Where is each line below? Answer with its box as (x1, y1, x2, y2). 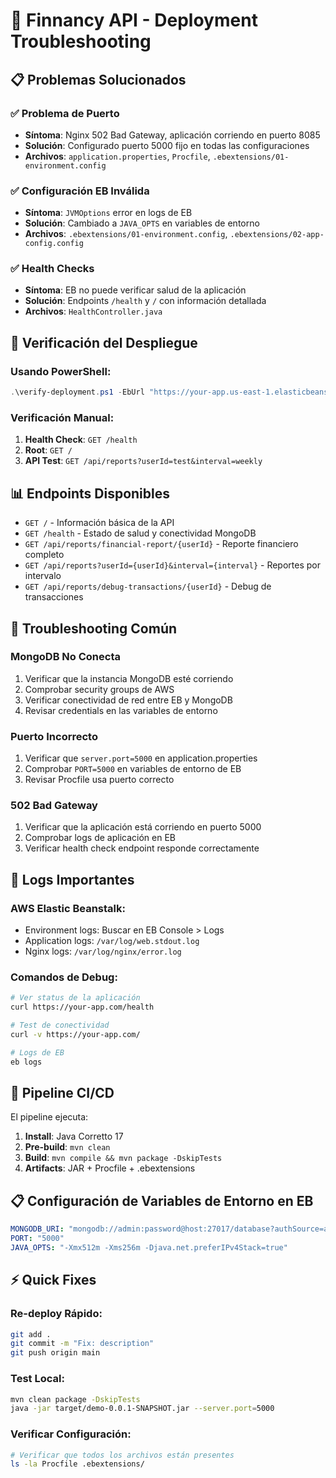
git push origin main (10, 1348, 101, 1358)
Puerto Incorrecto (10, 729, 98, 743)
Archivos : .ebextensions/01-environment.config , (24, 228, 228, 240)
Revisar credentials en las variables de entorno (24, 704, 218, 716)
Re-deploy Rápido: (10, 1307, 103, 1321)
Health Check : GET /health (24, 434, 138, 446)
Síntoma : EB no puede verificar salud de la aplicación (24, 284, 247, 296)
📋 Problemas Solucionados (10, 71, 187, 88)
